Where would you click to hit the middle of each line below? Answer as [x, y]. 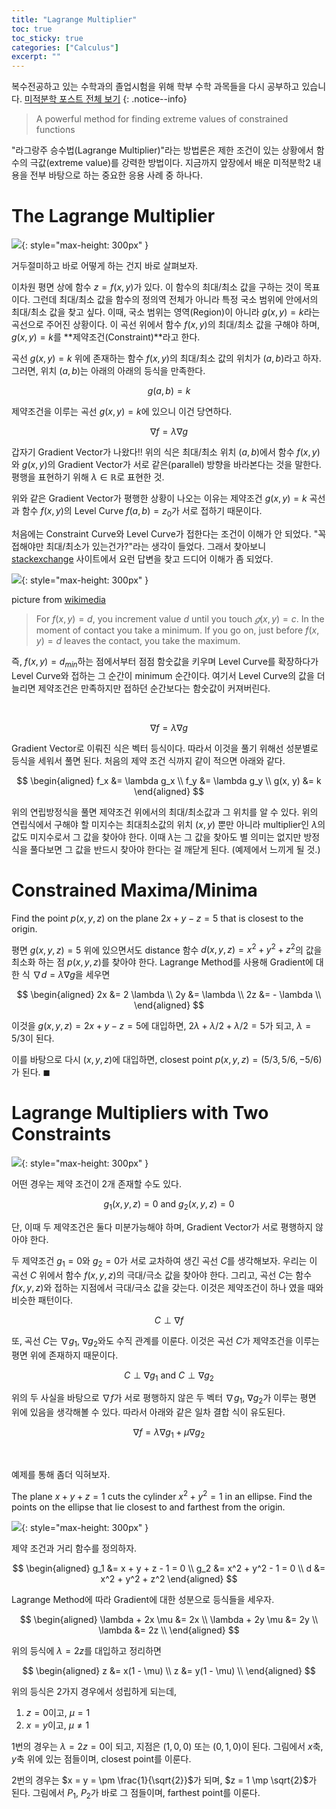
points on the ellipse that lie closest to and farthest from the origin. [148, 1507]
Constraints [61, 1134]
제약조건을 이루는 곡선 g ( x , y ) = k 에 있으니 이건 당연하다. [122, 412]
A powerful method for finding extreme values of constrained [162, 119]
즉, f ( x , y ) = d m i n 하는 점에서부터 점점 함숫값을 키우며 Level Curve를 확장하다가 [165, 662]
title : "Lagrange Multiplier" [74, 19]
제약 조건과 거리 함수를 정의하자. [74, 1548]
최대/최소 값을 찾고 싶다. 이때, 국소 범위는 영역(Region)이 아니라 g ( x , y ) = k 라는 [166, 312]
